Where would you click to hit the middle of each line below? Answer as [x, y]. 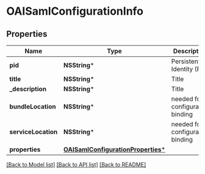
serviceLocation [34, 132]
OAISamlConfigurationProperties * [114, 149]
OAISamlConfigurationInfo [75, 11]
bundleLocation [33, 107]
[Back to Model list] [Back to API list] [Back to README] [76, 165]
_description [28, 89]
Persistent [185, 61]
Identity [182, 69]
